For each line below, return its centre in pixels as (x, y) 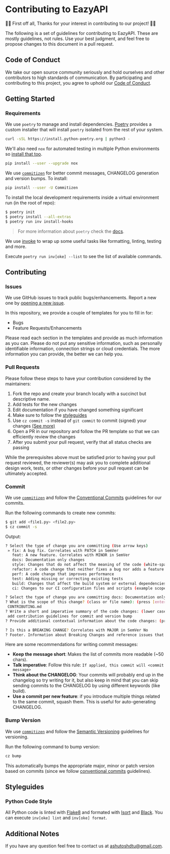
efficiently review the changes (44, 437)
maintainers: (18, 383)
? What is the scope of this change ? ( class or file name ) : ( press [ (80, 602)
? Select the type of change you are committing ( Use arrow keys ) (77, 546)
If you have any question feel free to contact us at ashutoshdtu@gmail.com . (84, 846)
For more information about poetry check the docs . (71, 231)
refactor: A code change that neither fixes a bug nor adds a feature (88, 570)
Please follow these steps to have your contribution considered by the (78, 378)
